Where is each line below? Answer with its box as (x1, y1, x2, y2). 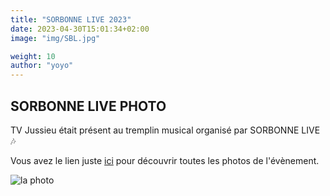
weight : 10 (10, 51, 56, 61)
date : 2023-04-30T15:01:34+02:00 (10, 24, 150, 34)
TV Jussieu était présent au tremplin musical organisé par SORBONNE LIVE (10, 124, 321, 136)
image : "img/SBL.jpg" (10, 33, 101, 43)
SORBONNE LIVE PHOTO (10, 97, 167, 115)
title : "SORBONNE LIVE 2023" (10, 14, 132, 25)
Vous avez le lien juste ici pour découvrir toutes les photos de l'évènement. (10, 154, 320, 166)
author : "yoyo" (10, 61, 74, 71)
